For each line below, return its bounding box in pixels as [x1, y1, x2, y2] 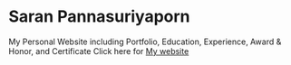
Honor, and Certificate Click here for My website [8, 45, 189, 56]
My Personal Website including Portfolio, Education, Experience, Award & [8, 36, 282, 47]
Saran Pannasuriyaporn [8, 6, 191, 27]
